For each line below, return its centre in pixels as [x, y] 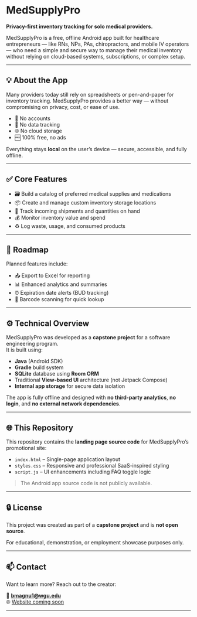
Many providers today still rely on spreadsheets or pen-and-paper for [90, 94]
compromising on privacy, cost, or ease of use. [63, 107]
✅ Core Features [37, 179]
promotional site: [26, 448]
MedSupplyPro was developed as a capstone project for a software [88, 338]
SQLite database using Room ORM [57, 374]
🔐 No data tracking [37, 124]
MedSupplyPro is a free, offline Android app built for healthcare [83, 38]
